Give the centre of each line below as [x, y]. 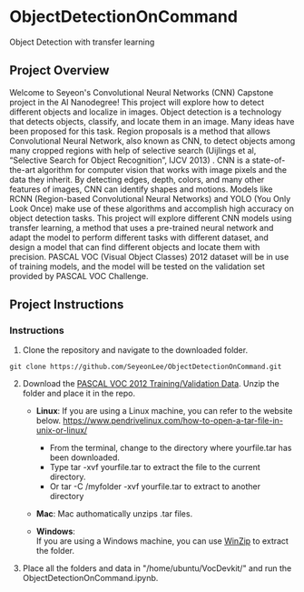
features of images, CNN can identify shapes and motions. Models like [141, 189]
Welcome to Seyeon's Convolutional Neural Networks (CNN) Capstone [142, 92]
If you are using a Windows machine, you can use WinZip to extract [162, 541]
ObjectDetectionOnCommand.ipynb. [90, 578]
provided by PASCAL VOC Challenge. [79, 276]
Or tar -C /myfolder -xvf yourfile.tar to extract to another [155, 487]
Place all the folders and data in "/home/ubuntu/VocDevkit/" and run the [157, 568]
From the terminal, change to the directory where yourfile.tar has [171, 448]
